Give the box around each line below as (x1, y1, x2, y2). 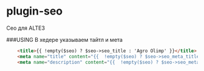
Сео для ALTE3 (6, 24, 46, 32)
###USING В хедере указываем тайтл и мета (6, 36, 123, 43)
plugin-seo (6, 4, 63, 18)
